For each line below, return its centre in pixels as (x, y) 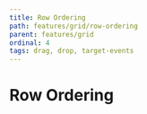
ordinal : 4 (30, 43)
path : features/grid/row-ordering (74, 26)
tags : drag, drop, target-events (72, 51)
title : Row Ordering (48, 18)
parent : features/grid (52, 34)
